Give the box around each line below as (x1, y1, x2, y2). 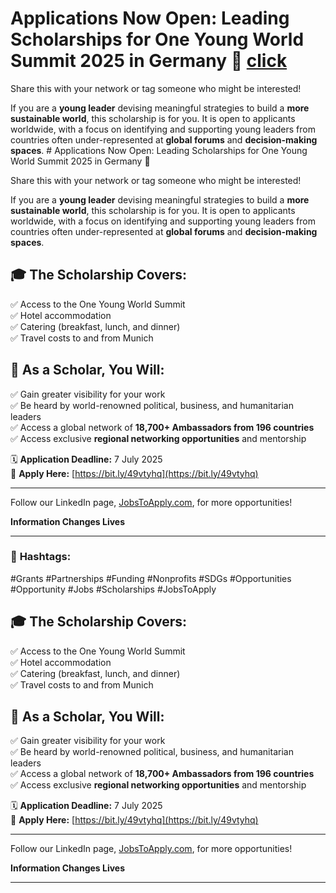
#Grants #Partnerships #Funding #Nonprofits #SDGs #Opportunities (10, 572, 292, 584)
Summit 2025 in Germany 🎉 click (10, 50, 288, 72)
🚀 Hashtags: (10, 550, 72, 564)
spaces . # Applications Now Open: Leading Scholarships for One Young (10, 144, 308, 156)
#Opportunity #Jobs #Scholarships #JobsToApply (10, 583, 217, 595)
